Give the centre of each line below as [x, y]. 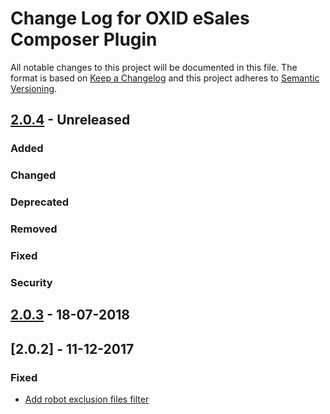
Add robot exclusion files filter [87, 399]
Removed [34, 229]
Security [31, 282]
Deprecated [40, 202]
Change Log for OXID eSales [130, 18]
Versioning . [34, 88]
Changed [33, 175]
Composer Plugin [84, 39]
